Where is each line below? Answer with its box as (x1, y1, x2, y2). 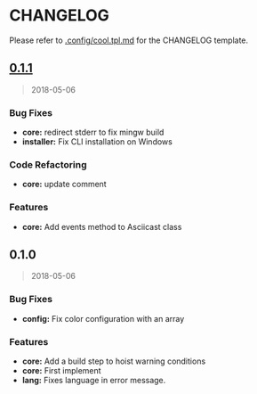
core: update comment (21, 179, 107, 190)
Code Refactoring (9, 158, 87, 170)
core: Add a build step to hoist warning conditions (21, 356, 206, 366)
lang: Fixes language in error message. (21, 375, 166, 386)
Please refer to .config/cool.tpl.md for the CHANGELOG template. (9, 35, 249, 45)
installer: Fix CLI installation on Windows (21, 136, 173, 147)
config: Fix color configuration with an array (21, 313, 185, 324)
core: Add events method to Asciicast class (21, 221, 182, 232)
